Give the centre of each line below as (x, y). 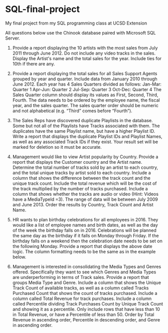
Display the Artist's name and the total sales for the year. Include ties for (87, 58)
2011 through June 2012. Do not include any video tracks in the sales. (84, 53)
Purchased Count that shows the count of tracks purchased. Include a (85, 293)
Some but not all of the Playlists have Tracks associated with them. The (86, 126)
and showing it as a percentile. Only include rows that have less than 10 (86, 309)
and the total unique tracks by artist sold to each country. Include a (82, 173)
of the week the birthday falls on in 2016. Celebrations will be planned (85, 230)
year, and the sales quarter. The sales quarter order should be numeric (86, 105)
